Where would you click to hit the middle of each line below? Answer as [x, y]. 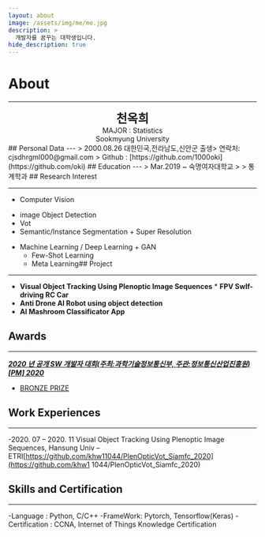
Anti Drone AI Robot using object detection [91, 303]
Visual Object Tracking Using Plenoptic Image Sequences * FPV [127, 287]
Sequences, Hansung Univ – [54, 448]
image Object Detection [58, 215]
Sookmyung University [132, 139]
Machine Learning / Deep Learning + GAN [88, 247]
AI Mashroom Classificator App [72, 312]
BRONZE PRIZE [44, 388]
